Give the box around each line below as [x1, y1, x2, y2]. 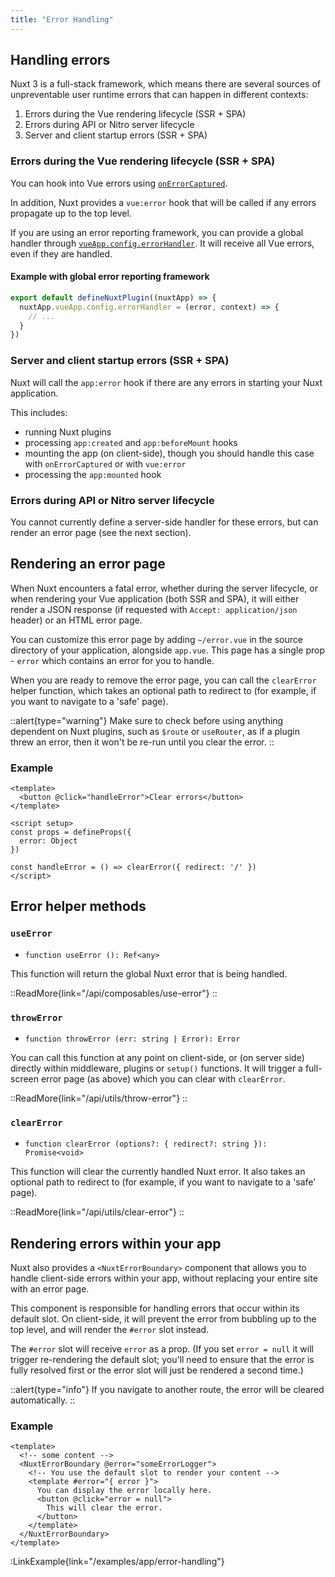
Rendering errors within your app [10, 1235, 222, 1252]
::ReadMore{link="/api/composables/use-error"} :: [10, 987, 218, 999]
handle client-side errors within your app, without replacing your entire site [10, 1272, 318, 1285]
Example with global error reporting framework [10, 271, 210, 283]
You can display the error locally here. [36, 1486, 213, 1496]
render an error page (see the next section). [10, 526, 192, 538]
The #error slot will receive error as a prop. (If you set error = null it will [10, 1343, 314, 1355]
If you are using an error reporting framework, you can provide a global [10, 226, 304, 238]
